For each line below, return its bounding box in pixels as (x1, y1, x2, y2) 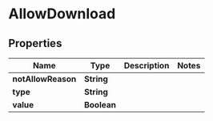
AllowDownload (8, 5, 116, 23)
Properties (8, 37, 62, 50)
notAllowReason (12, 73, 77, 84)
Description (123, 60, 170, 71)
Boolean (83, 100, 116, 110)
